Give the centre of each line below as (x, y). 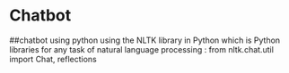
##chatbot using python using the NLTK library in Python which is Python (145, 40)
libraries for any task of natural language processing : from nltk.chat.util (141, 49)
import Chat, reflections (53, 59)
